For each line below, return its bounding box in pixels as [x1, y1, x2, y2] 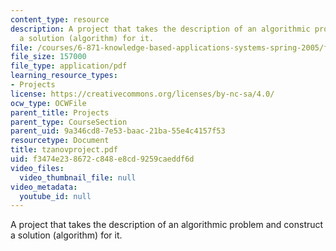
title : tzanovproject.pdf [10, 145, 118, 155]
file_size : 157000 [10, 52, 87, 62]
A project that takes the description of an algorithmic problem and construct [10, 219, 324, 231]
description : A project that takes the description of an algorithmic [10, 24, 311, 34]
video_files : [10, 163, 65, 173]
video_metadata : [10, 182, 78, 192]
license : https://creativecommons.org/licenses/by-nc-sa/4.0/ [10, 89, 275, 99]
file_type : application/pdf [10, 61, 128, 71]
